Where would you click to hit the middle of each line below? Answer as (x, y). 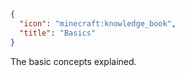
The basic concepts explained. (73, 61)
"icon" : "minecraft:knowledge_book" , (98, 23)
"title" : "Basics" (58, 33)
